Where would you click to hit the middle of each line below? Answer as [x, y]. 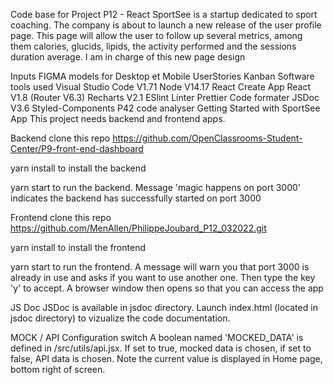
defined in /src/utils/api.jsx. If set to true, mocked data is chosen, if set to [161, 348]
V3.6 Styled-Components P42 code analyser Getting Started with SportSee [165, 108]
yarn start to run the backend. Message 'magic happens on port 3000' [156, 187]
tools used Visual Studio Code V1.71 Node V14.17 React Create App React [161, 87]
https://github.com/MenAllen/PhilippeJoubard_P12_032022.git [138, 228]
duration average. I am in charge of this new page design [128, 57]
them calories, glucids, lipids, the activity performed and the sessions [153, 46]
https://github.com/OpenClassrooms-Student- [207, 138]
